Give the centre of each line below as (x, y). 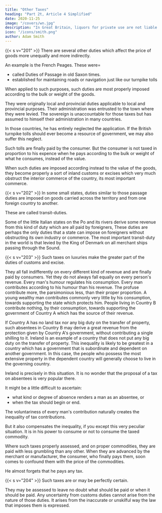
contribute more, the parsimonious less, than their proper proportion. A (76, 292)
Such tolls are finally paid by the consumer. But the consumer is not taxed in (81, 148)
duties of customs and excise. (35, 262)
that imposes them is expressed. (38, 505)
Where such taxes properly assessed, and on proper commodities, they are (80, 446)
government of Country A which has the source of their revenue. (70, 313)
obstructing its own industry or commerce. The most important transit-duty (80, 237)
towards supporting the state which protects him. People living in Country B (81, 303)
